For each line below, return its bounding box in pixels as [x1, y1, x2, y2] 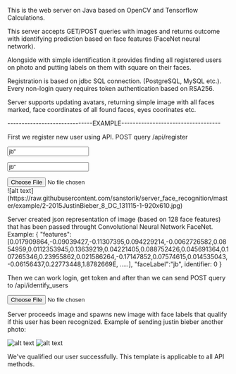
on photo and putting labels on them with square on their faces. [7, 63, 192, 71]
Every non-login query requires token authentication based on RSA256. [7, 85, 215, 92]
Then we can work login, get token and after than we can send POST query [7, 274, 226, 282]
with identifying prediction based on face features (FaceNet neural [7, 35, 201, 43]
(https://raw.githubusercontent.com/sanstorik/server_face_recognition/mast [7, 194, 228, 202]
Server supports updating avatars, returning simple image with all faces [7, 98, 215, 106]
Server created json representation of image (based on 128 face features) [7, 215, 221, 223]
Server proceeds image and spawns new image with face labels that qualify [7, 310, 228, 318]
